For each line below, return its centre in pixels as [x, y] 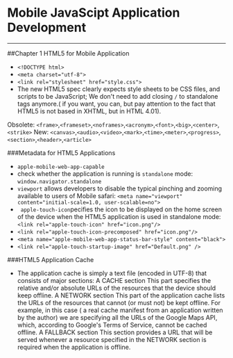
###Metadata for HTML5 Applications [61, 153]
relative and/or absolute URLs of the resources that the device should [116, 288]
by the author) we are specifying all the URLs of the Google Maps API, [117, 317]
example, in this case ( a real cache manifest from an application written [120, 310]
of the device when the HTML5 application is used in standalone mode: [119, 216]
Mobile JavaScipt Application [94, 13]
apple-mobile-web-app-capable [61, 167]
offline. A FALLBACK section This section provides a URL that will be [115, 332]
